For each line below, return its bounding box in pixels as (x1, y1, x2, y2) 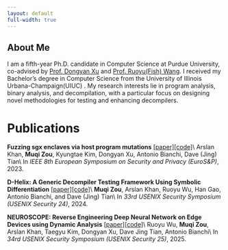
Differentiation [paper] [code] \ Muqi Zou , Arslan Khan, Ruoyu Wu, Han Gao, (7, 186, 221, 194)
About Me (7, 42, 50, 53)
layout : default (7, 10, 53, 17)
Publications (7, 121, 80, 136)
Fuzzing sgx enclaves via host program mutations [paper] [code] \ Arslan (7, 143, 214, 151)
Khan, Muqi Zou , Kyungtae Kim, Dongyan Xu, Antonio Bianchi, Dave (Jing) (7, 150, 217, 158)
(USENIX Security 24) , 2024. (7, 200, 88, 208)
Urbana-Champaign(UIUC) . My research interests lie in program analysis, (7, 82, 216, 90)
